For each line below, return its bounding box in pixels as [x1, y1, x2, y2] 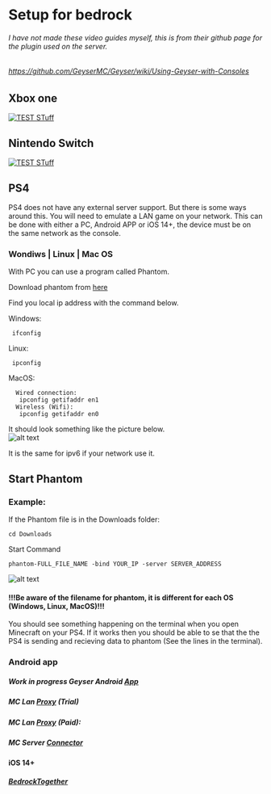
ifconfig [11, 330, 42, 338]
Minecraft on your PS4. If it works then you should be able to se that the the [8, 628, 261, 637]
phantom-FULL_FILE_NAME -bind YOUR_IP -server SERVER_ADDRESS [8, 560, 222, 569]
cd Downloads [8, 531, 52, 539]
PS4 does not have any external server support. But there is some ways [8, 203, 247, 212]
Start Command [8, 544, 61, 554]
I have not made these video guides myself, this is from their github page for [8, 32, 263, 42]
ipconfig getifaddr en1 [19, 396, 99, 405]
